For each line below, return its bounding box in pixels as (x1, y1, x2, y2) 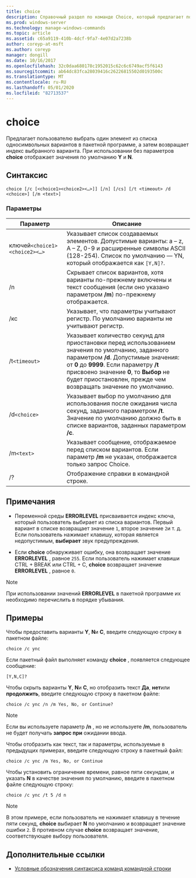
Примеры (6, 613, 44, 623)
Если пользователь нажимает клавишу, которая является (14, 531, 159, 538)
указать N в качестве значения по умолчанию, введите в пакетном (6, 775, 175, 782)
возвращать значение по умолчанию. (66, 382, 174, 390)
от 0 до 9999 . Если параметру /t (66, 361, 159, 369)
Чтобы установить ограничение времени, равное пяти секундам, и (6, 769, 174, 776)
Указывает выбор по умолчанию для (66, 392, 171, 400)
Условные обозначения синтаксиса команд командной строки (14, 865, 171, 872)
